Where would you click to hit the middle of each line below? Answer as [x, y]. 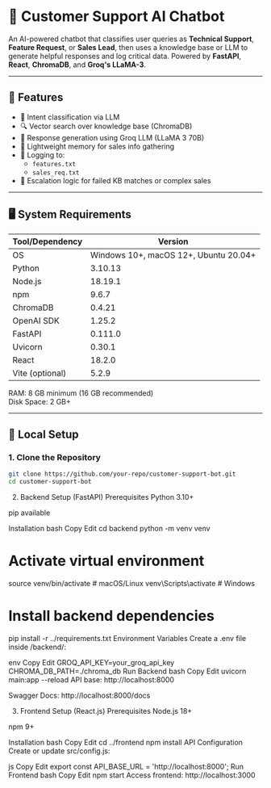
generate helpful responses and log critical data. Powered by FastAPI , [125, 56]
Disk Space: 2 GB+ [40, 401]
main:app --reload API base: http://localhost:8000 [92, 679]
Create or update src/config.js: [59, 751]
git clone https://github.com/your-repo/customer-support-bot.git [122, 474]
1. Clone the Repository [54, 457]
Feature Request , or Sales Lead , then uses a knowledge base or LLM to [128, 47]
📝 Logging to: [42, 155]
